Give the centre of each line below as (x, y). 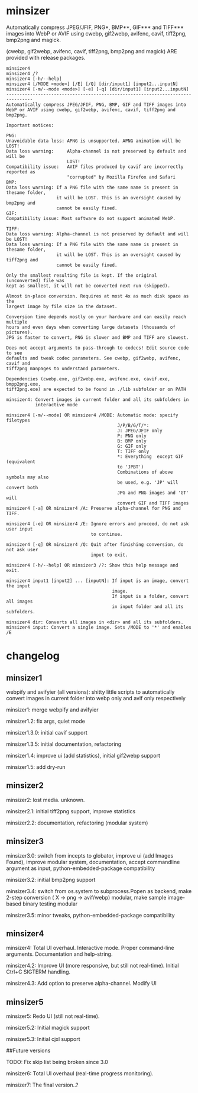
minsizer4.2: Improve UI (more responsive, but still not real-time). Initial (92, 966)
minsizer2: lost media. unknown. (46, 800)
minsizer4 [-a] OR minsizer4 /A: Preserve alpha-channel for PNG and (94, 508)
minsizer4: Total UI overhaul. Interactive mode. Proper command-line (90, 948)
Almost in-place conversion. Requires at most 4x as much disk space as (98, 296)
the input (18, 586)
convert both (22, 487)
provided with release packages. (46, 57)
